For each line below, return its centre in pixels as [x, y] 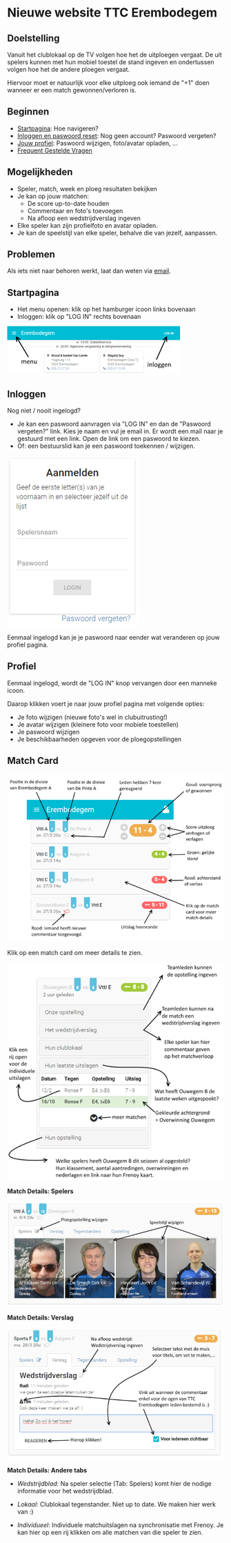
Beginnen [28, 112]
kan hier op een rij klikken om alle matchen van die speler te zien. [110, 1533]
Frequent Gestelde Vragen [55, 150]
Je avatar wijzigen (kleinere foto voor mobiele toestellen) [98, 724]
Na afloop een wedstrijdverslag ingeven [84, 218]
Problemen [31, 254]
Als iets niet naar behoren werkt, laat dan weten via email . [89, 271]
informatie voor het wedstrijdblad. [65, 1491]
